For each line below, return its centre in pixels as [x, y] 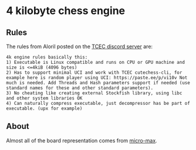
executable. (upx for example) [44, 108]
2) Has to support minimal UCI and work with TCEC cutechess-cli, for [94, 73]
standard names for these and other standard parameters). [80, 88]
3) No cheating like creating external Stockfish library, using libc [94, 93]
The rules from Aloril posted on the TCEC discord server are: [80, 46]
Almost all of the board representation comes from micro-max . [82, 140]
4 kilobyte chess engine [66, 11]
